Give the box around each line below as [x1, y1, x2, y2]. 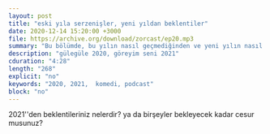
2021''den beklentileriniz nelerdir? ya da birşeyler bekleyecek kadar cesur [8, 110, 255, 119]
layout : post [8, 11, 53, 20]
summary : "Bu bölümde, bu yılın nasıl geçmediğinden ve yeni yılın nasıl [8, 42, 264, 50]
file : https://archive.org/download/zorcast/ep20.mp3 [8, 34, 195, 43]
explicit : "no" [8, 72, 60, 80]
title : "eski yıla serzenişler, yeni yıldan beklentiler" [8, 19, 208, 28]
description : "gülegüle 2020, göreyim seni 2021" [8, 50, 180, 58]
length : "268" [8, 65, 57, 73]
